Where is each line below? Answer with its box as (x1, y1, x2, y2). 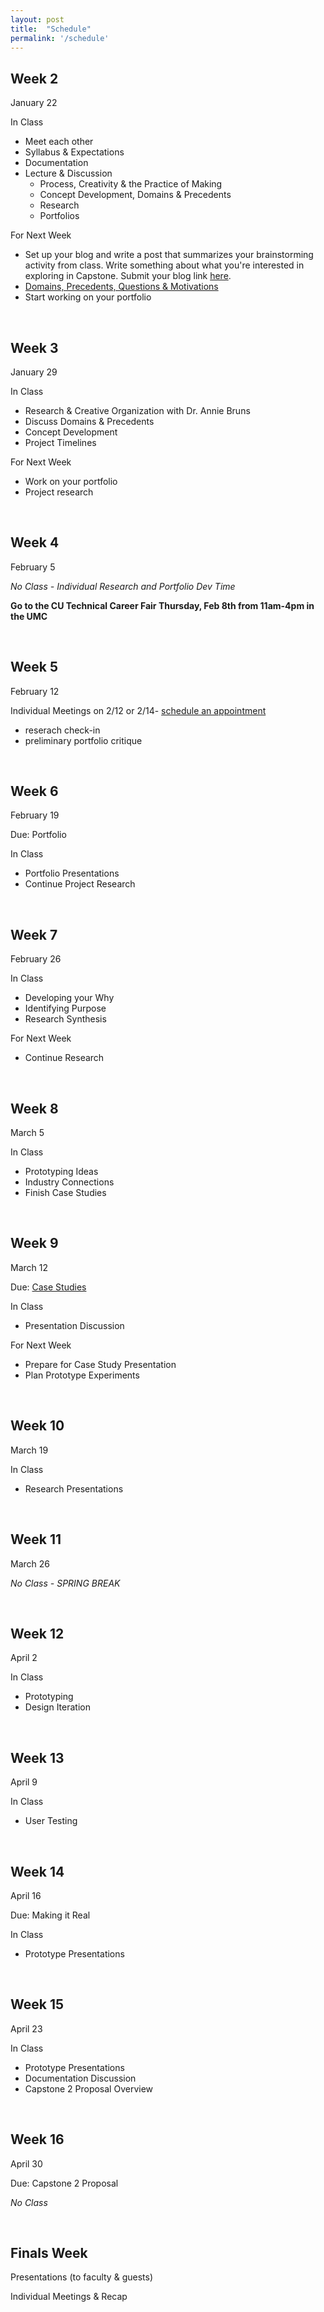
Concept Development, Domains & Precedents (39, 189, 232, 201)
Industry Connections (24, 1176, 115, 1188)
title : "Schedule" (10, 24, 92, 34)
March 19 (10, 1444, 49, 1456)
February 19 (10, 809, 60, 821)
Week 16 (10, 2131, 65, 2148)
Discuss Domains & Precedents (24, 416, 155, 427)
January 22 (10, 97, 58, 109)
